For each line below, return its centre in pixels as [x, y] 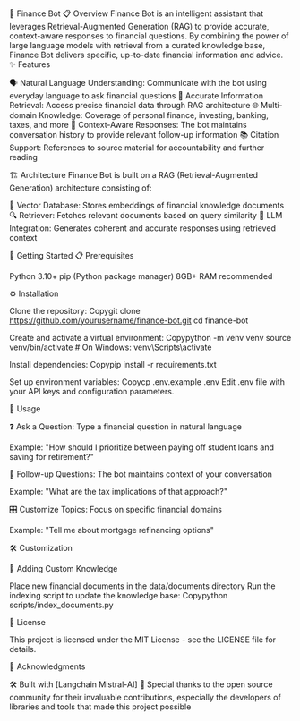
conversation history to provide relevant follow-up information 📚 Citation [144, 135]
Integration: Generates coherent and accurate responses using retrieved [142, 228]
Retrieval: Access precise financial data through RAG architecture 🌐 [134, 105]
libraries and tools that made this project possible [100, 707]
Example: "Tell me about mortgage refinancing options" [112, 530]
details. [23, 649]
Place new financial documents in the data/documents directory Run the [142, 586]
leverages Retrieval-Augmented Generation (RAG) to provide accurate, [139, 26]
